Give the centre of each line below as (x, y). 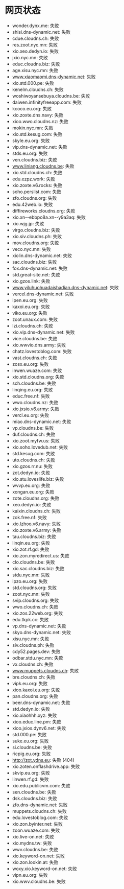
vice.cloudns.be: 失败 (35, 338)
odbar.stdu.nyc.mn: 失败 (38, 658)
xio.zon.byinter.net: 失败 (38, 824)
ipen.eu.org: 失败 (30, 300)
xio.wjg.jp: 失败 (28, 223)
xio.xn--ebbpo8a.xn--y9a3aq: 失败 (49, 217)
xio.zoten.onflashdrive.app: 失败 (46, 766)
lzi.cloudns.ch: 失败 (32, 325)
